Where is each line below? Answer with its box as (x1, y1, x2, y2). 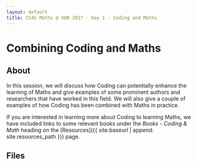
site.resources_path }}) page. (6, 132, 80, 140)
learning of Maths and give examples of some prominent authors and (6, 88, 180, 96)
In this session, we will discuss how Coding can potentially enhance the (6, 82, 187, 89)
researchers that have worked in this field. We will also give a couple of (6, 94, 186, 102)
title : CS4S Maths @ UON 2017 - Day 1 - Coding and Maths (6, 15, 157, 21)
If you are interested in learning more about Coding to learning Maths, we (6, 113, 191, 120)
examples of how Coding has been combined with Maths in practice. (6, 101, 179, 109)
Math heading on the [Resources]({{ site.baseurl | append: (6, 126, 154, 134)
